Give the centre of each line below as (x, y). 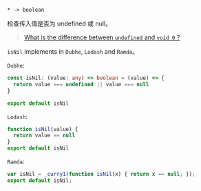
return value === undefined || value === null (81, 84)
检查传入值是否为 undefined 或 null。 (60, 23)
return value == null (44, 135)
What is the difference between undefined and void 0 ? (102, 37)
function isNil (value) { (43, 129)
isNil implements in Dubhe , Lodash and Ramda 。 (73, 51)
